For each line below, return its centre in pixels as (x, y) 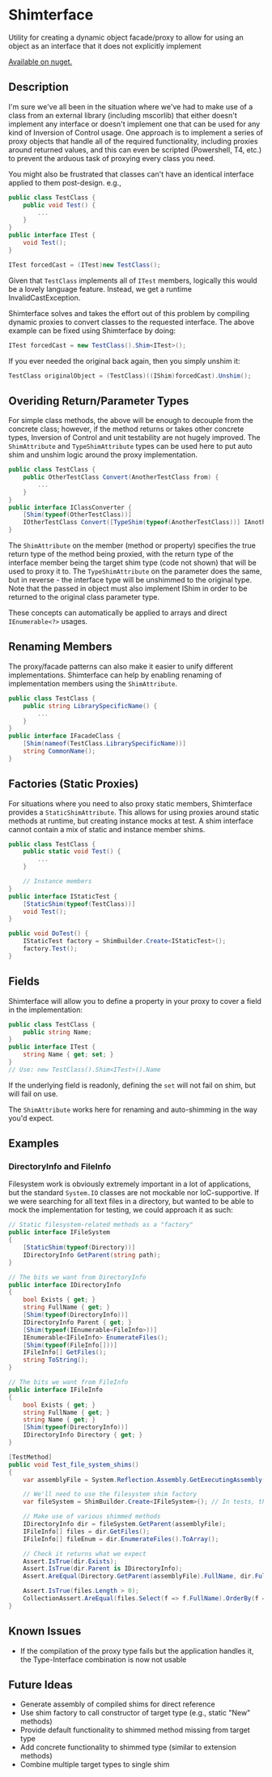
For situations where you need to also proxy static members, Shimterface (130, 803)
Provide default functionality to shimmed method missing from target (135, 1730)
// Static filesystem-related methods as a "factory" (101, 1225)
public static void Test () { (72, 852)
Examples (34, 1144)
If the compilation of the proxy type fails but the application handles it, (137, 1651)
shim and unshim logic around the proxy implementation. (103, 455)
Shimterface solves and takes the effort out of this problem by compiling (129, 313)
